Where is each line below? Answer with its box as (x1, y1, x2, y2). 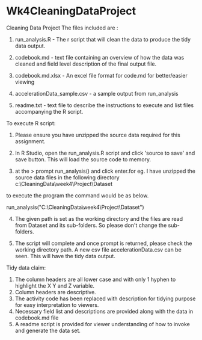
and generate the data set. (14, 327, 81, 334)
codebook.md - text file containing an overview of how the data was (14, 54, 185, 61)
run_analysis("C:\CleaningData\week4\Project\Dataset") (6, 203, 144, 211)
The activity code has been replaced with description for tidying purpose (14, 295, 196, 302)
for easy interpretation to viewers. (14, 301, 99, 308)
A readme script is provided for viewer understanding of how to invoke (14, 320, 191, 327)
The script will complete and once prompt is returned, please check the (14, 240, 192, 247)
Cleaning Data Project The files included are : (6, 24, 118, 31)
